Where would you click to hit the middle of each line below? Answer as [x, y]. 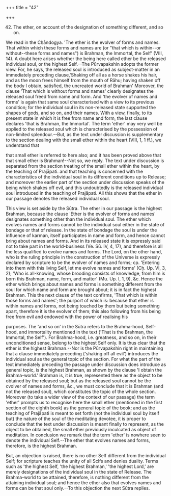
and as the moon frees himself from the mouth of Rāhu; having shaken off [83, 80]
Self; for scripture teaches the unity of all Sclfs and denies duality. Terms [82, 461]
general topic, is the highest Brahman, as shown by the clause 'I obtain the [84, 370]
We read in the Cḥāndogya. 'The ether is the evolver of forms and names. [83, 42]
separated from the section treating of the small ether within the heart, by [83, 166]
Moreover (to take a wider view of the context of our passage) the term [80, 397]
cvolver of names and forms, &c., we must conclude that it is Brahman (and [84, 386]
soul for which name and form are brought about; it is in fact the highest [81, 290]
